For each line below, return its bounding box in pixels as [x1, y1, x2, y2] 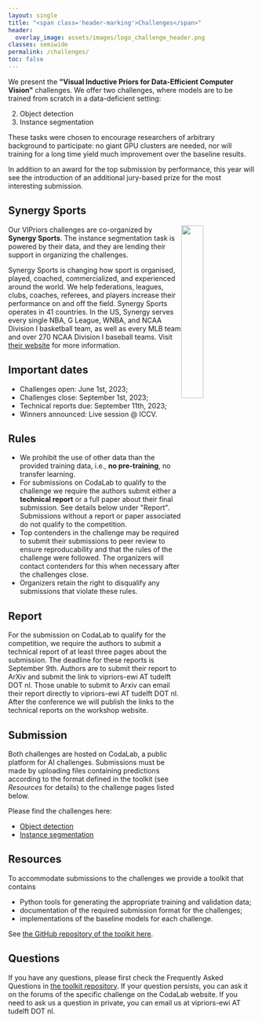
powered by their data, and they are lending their [8, 242, 166, 251]
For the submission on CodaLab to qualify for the [8, 630, 166, 640]
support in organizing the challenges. [8, 249, 129, 260]
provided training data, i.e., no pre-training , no [19, 461, 171, 470]
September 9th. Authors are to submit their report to [8, 664, 176, 673]
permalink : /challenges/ [8, 48, 89, 56]
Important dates [8, 363, 89, 377]
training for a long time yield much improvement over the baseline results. [8, 149, 246, 158]
